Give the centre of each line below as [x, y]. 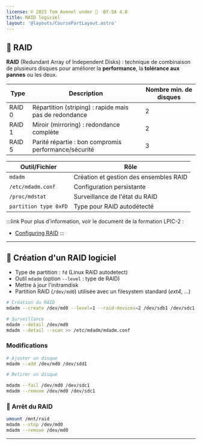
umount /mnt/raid [28, 419]
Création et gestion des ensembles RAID [131, 177]
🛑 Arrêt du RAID [29, 406]
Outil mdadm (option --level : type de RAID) [67, 279]
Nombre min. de [169, 90]
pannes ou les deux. [32, 75]
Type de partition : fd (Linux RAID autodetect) [71, 272]
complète [45, 132]
